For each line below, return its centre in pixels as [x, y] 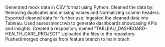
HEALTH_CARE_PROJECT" [33, 34]
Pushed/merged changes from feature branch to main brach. [68, 39]
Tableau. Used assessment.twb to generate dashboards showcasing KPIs [81, 23]
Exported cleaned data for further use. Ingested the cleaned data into [77, 18]
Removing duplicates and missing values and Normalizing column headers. [83, 12]
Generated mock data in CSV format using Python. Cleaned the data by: [79, 7]
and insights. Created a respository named [49, 28]
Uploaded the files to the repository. [98, 34]
